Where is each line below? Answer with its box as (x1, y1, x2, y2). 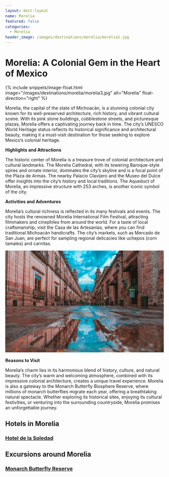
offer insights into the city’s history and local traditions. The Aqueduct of (5, 178, 155, 184)
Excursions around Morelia (5, 450, 92, 458)
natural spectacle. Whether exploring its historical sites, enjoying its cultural (5, 394, 162, 400)
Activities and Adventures (5, 198, 61, 204)
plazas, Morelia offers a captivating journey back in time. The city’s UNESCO (5, 121, 164, 127)
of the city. (5, 189, 28, 195)
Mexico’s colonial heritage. (5, 137, 61, 143)
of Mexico (5, 68, 48, 79)
